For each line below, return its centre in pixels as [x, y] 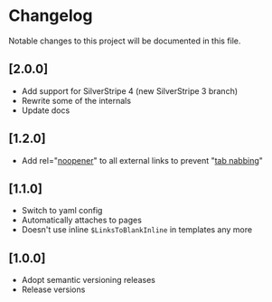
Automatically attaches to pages [81, 220]
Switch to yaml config [62, 211]
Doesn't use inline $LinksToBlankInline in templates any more [137, 230]
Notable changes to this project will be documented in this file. [125, 41]
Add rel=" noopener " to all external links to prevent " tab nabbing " [142, 160]
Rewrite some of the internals [76, 100]
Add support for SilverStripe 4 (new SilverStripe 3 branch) [130, 90]
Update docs [46, 110]
